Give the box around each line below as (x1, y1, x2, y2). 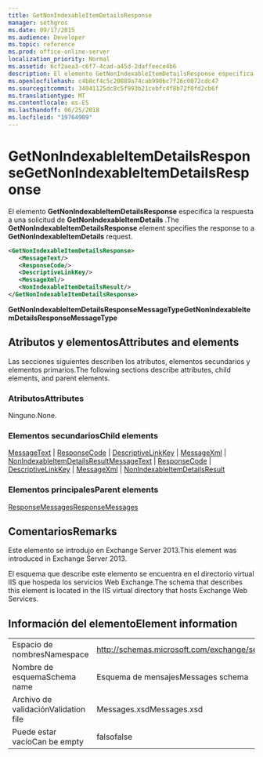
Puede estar (12, 726, 57, 737)
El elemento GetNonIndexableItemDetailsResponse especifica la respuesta (8, 206, 254, 216)
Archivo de (12, 694, 52, 705)
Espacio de (12, 639, 53, 650)
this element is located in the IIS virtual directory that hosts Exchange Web (8, 586, 248, 595)
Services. (8, 594, 39, 604)
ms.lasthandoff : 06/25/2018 (8, 107, 100, 115)
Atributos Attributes (8, 393, 85, 404)
